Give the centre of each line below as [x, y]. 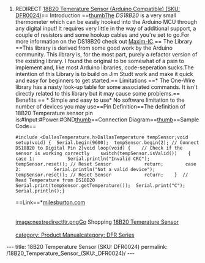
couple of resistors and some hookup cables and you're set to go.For [102, 35]
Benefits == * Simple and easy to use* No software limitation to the [100, 100]
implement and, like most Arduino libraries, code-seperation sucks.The [104, 67]
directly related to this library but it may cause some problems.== [98, 93]
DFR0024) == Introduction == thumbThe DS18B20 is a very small [95, 15]
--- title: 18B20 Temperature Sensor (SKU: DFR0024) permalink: [87, 247]
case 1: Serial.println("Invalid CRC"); [82, 159]
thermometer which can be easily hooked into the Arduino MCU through [106, 22]
